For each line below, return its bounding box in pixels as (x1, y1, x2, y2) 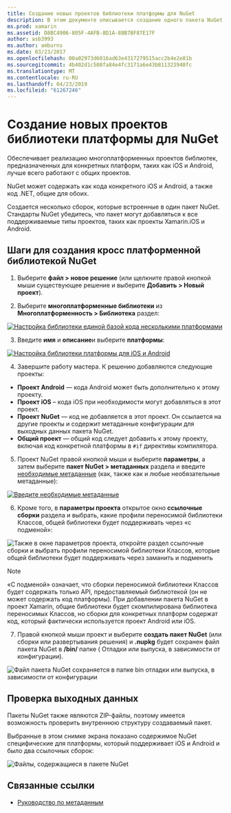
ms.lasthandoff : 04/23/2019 (7, 81, 88, 88)
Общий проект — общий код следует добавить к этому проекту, (16, 434, 208, 442)
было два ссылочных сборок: (7, 746, 94, 754)
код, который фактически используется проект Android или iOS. (7, 617, 196, 625)
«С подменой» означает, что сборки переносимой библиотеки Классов (7, 580, 219, 588)
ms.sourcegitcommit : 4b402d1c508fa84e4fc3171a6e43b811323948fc (7, 61, 192, 68)
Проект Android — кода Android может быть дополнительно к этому (16, 383, 220, 391)
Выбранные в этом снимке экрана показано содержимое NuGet (7, 732, 197, 740)
